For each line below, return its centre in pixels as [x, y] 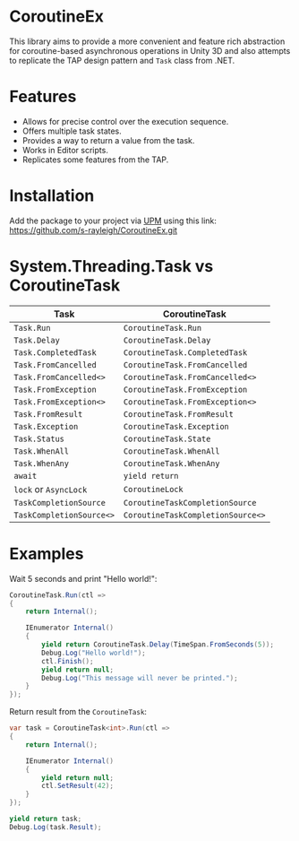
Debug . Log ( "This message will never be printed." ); [140, 678]
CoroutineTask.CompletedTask [186, 352]
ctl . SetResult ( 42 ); [78, 786]
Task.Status [39, 438]
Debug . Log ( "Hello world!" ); [94, 653]
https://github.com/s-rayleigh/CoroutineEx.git [93, 230]
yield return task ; [46, 819]
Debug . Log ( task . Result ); [56, 827]
